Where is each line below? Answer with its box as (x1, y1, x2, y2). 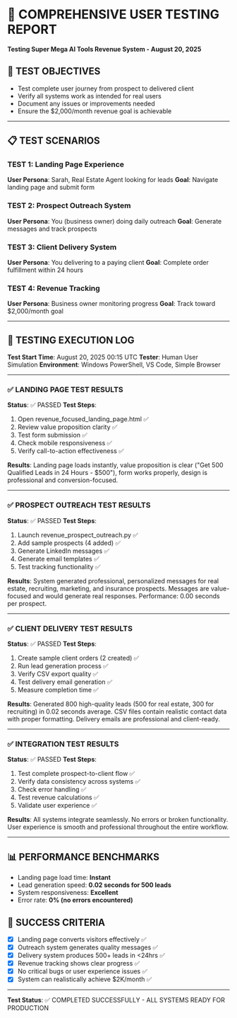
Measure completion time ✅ (17, 686, 99, 694)
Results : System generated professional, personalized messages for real (7, 576, 219, 585)
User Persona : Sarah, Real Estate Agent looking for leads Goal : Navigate (7, 176, 219, 184)
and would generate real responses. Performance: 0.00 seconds (32, 591, 220, 600)
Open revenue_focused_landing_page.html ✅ (17, 415, 150, 423)
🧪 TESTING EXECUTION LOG (7, 334, 135, 346)
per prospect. (7, 599, 47, 607)
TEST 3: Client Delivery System (7, 242, 117, 252)
